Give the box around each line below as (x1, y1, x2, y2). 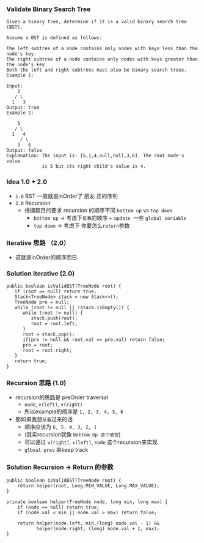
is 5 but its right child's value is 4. (42, 163, 147, 170)
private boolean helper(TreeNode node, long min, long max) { (6, 498, 168, 505)
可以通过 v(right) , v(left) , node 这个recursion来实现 (24, 438, 158, 446)
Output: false (6, 148, 43, 154)
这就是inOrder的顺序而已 (15, 253, 78, 261)
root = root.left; (31, 321, 78, 327)
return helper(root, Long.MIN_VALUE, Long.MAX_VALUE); (17, 482, 160, 489)
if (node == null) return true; (17, 504, 100, 510)
